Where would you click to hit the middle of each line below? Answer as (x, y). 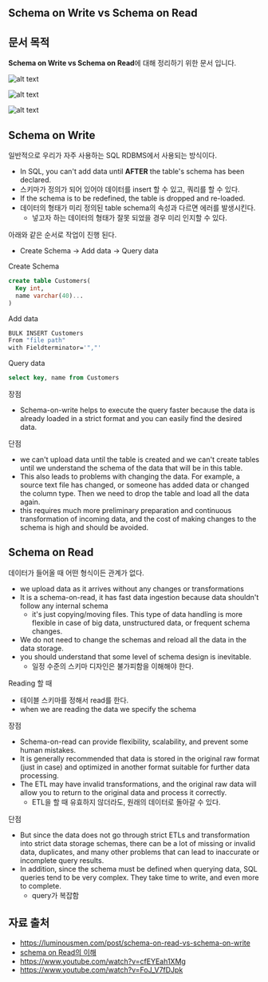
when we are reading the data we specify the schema (108, 709)
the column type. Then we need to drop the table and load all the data (134, 494)
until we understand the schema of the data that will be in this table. (131, 468)
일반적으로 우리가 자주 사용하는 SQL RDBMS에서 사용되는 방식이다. (113, 156)
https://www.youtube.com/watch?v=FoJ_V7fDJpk (101, 969)
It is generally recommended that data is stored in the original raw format (140, 758)
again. (30, 502)
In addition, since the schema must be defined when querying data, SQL (138, 869)
